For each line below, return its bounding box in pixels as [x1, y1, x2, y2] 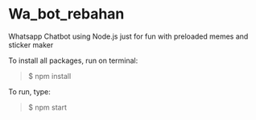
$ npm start [27, 102, 67, 112]
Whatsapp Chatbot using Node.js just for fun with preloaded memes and [8, 31, 249, 41]
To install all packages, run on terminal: [8, 56, 138, 65]
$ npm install [27, 71, 72, 81]
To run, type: [8, 86, 51, 97]
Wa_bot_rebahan [8, 5, 125, 23]
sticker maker [8, 39, 54, 49]
